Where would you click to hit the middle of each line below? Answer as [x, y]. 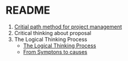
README [28, 10]
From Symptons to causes [55, 52]
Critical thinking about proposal [53, 33]
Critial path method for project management [68, 27]
